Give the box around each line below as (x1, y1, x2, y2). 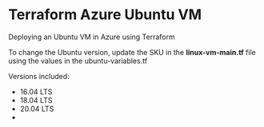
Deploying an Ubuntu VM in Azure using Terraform (8, 32, 175, 42)
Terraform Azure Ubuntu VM (8, 6, 202, 24)
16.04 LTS (19, 86, 53, 97)
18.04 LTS (19, 95, 53, 105)
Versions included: (8, 71, 70, 81)
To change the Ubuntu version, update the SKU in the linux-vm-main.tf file (8, 47, 256, 57)
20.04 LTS (19, 104, 54, 113)
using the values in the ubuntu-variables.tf (8, 56, 148, 65)
